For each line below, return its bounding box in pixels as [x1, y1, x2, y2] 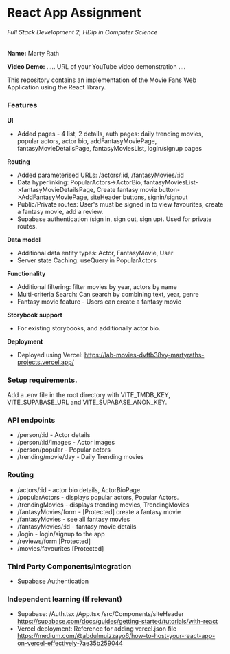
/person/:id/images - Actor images [16, 439, 115, 447]
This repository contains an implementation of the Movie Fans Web [7, 76, 197, 84]
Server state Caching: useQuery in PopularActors [16, 256, 157, 264]
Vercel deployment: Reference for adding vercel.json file [16, 624, 177, 633]
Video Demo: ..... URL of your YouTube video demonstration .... [7, 63, 186, 71]
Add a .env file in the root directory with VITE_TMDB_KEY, [7, 390, 170, 399]
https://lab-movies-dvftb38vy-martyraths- [84, 350, 205, 359]
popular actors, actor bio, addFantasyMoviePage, [16, 136, 157, 145]
